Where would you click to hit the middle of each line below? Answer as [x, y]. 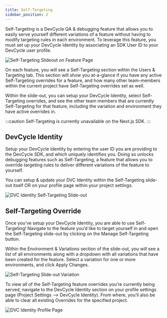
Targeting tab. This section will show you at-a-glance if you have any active [83, 75]
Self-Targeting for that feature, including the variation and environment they [83, 106]
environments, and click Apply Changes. [47, 265]
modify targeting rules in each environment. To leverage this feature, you [81, 39]
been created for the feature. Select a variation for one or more [70, 260]
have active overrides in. [31, 112]
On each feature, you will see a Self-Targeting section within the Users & [80, 70]
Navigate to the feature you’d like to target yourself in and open [93, 229]
